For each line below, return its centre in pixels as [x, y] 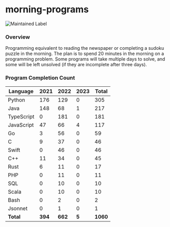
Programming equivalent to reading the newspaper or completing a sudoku [85, 48]
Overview [18, 37]
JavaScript [21, 125]
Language [21, 91]
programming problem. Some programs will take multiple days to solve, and [85, 59]
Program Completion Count [40, 78]
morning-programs [47, 10]
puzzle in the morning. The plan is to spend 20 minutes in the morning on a [85, 54]
